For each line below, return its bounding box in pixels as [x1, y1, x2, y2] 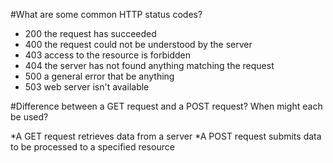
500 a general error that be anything [24, 70, 175, 82]
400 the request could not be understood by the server [24, 39, 253, 50]
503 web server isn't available [24, 81, 150, 93]
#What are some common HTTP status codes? [10, 9, 203, 20]
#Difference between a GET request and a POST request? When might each [10, 100, 323, 112]
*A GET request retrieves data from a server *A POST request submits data [10, 130, 322, 142]
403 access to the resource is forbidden [24, 49, 192, 61]
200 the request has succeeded [24, 28, 157, 39]
